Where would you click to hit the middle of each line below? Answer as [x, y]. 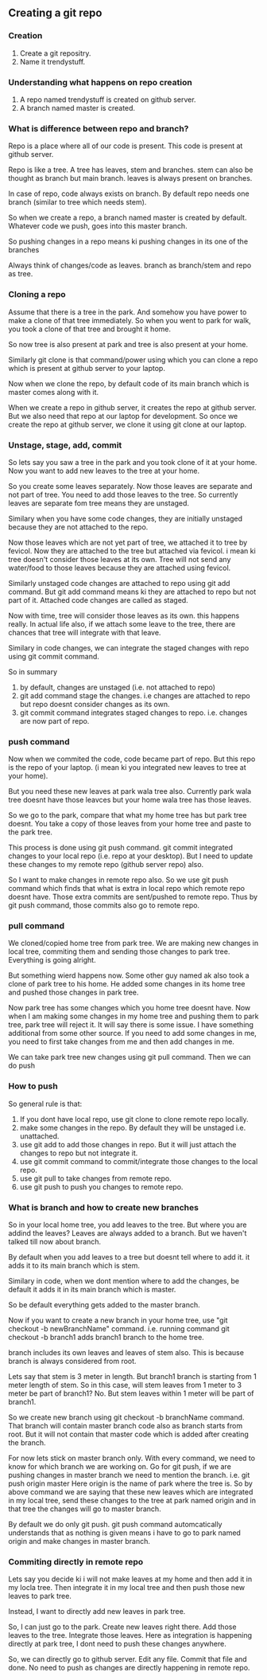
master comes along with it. [54, 392]
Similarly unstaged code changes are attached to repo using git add [119, 583]
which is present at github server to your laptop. [87, 368]
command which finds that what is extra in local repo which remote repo [126, 889]
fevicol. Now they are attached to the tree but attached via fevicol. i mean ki [132, 551]
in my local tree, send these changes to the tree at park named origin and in [132, 1501]
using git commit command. [54, 656]
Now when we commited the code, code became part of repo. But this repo [132, 759]
